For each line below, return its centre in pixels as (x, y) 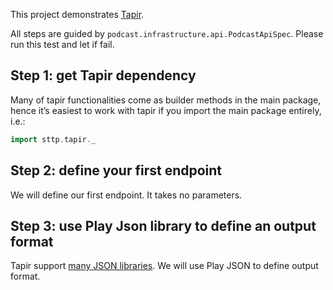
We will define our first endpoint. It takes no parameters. (126, 195)
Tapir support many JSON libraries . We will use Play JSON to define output (164, 266)
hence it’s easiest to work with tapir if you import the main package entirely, (166, 110)
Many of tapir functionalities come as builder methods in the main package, (166, 100)
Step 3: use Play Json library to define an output (163, 225)
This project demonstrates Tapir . (77, 14)
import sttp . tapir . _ (53, 139)
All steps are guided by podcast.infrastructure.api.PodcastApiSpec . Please (167, 33)
